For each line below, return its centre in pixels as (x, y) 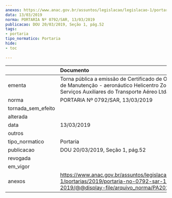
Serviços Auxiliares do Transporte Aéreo (109, 92)
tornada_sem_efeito (31, 108)
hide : (11, 43)
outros (16, 133)
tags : (11, 29)
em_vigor (19, 166)
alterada (18, 117)
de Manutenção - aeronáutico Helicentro (109, 85)
